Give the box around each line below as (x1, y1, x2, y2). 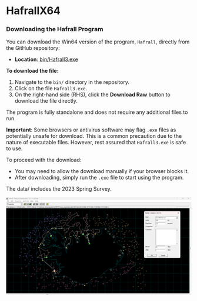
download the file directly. (14, 97, 78, 104)
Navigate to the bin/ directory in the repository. (14, 79, 129, 86)
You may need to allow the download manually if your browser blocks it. (14, 168, 189, 175)
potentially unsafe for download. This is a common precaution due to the (6, 133, 182, 140)
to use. (6, 145, 23, 152)
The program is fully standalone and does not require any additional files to (6, 109, 188, 116)
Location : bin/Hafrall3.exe (14, 56, 78, 63)
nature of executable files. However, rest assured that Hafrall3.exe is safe (6, 139, 186, 146)
